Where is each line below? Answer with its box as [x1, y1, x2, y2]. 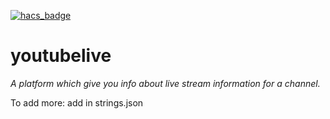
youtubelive [10, 45, 112, 67]
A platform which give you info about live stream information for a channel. [10, 77, 321, 89]
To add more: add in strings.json [10, 96, 144, 109]
